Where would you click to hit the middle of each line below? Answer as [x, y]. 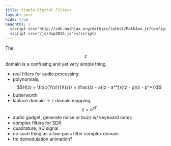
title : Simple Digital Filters [38, 10]
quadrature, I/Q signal [35, 128]
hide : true [17, 19]
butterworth [25, 95]
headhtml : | [18, 24]
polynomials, [26, 79]
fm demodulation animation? [42, 139]
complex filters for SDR [37, 123]
